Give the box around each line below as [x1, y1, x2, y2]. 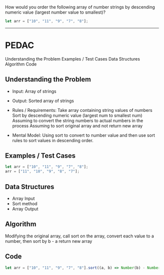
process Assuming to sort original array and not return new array [12, 123, 143, 128]
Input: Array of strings [12, 88, 57, 94]
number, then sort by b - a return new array [5, 238, 93, 244]
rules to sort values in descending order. [12, 137, 94, 143]
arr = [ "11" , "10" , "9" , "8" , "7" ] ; [5, 169, 80, 174]
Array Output [12, 206, 39, 212]
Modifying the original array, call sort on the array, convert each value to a [5, 233, 154, 239]
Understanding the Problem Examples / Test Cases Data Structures [5, 56, 140, 62]
